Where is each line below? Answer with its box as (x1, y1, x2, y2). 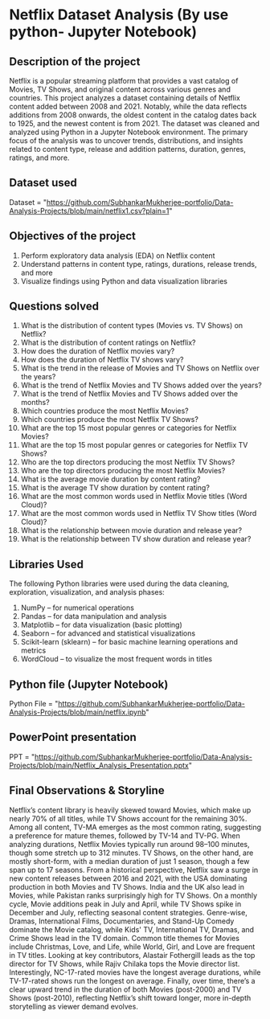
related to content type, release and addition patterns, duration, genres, (9, 145, 246, 153)
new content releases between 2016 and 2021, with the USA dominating (9, 874, 247, 883)
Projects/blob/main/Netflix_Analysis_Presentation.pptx (9, 760, 190, 770)
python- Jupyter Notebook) (9, 23, 198, 41)
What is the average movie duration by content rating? (20, 474, 201, 484)
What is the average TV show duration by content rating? (20, 483, 210, 493)
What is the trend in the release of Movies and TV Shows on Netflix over (20, 363, 260, 373)
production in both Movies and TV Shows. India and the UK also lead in (9, 882, 244, 891)
